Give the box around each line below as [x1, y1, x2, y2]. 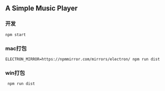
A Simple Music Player [5, 4, 78, 13]
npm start [5, 32, 26, 37]
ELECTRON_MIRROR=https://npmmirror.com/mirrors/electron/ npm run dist [5, 56, 160, 62]
